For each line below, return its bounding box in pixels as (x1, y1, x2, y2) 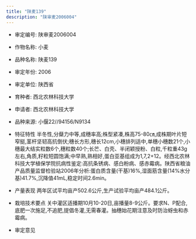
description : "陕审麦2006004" (6, 14, 77, 20)
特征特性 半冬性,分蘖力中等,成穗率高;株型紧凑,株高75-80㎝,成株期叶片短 (14, 130, 187, 138)
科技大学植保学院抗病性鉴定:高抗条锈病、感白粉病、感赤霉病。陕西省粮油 (14, 159, 191, 167)
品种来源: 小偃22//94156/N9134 (14, 118, 91, 125)
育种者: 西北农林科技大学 (14, 93, 74, 100)
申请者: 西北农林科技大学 (14, 105, 74, 112)
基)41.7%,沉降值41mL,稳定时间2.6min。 (14, 174, 110, 182)
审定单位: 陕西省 (14, 80, 54, 88)
